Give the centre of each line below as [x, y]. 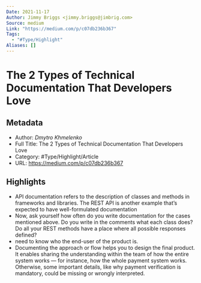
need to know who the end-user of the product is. [76, 241]
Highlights [26, 182]
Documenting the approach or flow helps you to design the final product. [105, 247]
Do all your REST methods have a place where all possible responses [100, 228]
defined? [26, 235]
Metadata [25, 123]
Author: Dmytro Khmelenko [48, 137]
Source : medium [25, 23]
